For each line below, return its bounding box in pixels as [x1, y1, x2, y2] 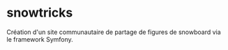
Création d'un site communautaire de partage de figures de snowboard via [6, 28, 221, 36]
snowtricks [6, 5, 73, 21]
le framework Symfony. [6, 35, 74, 43]
